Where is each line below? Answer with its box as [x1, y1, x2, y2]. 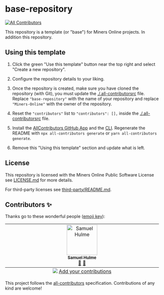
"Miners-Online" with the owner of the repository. [12, 101, 112, 107]
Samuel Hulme [67, 255, 97, 260]
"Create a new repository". [12, 66, 66, 72]
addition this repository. [5, 34, 53, 40]
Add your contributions [58, 268, 112, 275]
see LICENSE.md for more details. [5, 177, 73, 183]
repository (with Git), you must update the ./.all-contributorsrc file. [12, 90, 145, 96]
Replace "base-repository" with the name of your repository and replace [12, 96, 159, 101]
